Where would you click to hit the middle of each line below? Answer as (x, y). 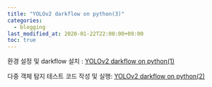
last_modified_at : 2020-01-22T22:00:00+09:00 (75, 34)
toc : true (22, 40)
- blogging (30, 27)
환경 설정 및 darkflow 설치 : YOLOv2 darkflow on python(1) (91, 62)
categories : (25, 21)
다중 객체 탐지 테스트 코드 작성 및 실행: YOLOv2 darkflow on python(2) (106, 76)
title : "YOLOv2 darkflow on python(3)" (66, 14)
